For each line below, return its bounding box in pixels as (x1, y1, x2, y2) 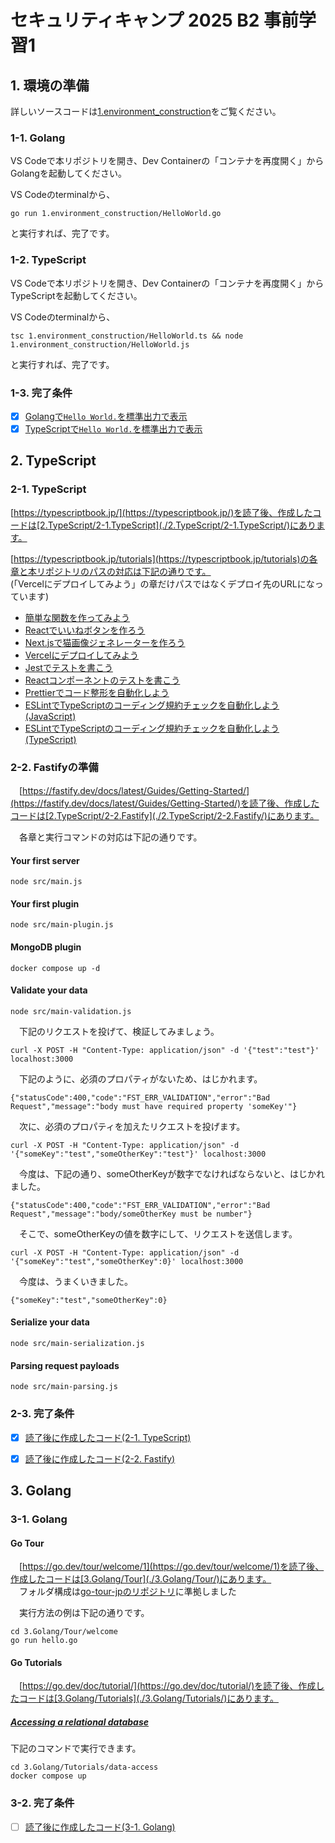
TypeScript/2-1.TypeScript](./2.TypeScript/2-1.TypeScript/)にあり (47, 519, 317, 531)
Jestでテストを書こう (24, 661, 113, 673)
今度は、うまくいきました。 (18, 1275, 133, 1287)
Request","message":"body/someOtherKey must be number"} (10, 1209, 253, 1219)
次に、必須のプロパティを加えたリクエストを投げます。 (18, 1120, 246, 1132)
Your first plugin (10, 897, 80, 910)
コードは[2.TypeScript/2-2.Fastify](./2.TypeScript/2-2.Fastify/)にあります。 (10, 810, 320, 821)
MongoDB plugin (10, 941, 82, 953)
